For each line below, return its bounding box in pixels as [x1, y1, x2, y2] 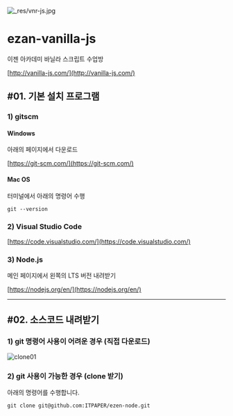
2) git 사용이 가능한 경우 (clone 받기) [7, 371, 123, 381]
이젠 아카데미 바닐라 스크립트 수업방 [7, 54, 104, 63]
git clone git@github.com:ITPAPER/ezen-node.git [7, 402, 150, 410]
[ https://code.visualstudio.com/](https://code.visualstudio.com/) [7, 237, 191, 246]
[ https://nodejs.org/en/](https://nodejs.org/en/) [7, 285, 141, 294]
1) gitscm [7, 112, 39, 122]
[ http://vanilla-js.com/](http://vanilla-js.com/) [7, 68, 135, 77]
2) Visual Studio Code [7, 221, 82, 231]
